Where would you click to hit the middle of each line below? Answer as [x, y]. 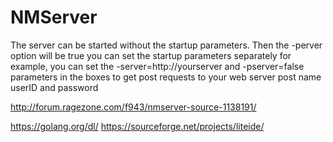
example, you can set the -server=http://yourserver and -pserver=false [157, 66]
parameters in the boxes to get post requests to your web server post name [166, 77]
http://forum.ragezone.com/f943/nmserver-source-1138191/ [133, 107]
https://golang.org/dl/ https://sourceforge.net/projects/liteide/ [137, 126]
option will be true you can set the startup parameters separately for [151, 55]
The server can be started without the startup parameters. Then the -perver [166, 45]
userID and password [54, 87]
